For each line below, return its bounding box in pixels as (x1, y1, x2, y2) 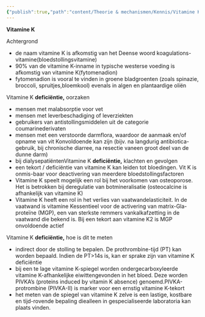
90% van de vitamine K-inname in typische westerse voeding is (15, 62, 175, 69)
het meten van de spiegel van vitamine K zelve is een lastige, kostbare (15, 291, 192, 298)
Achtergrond (6, 37, 38, 45)
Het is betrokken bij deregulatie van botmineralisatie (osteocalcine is (15, 183, 187, 190)
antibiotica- (160, 138, 190, 145)
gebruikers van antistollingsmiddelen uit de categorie (15, 118, 149, 126)
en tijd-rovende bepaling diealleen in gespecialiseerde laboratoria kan (15, 297, 191, 305)
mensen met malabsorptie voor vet (15, 105, 103, 113)
